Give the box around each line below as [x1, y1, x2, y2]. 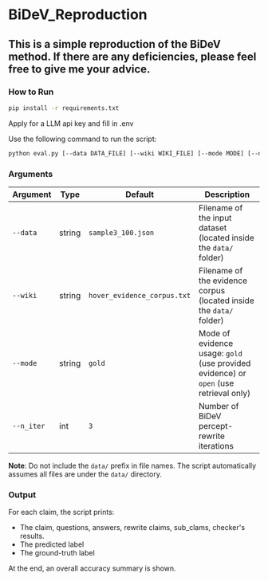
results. [19, 532, 45, 541]
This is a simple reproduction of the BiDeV [8, 37, 221, 51]
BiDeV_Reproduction [8, 6, 148, 24]
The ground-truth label [19, 548, 96, 558]
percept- [198, 420, 234, 431]
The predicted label [19, 540, 85, 549]
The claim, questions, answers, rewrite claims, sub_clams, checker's [19, 523, 246, 532]
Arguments [8, 168, 53, 179]
